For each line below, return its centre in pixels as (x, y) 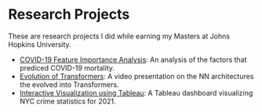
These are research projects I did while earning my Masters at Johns (119, 36)
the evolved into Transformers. (69, 85)
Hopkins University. (40, 44)
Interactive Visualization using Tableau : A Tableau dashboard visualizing (136, 92)
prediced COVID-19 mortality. (67, 67)
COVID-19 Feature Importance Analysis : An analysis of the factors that (133, 60)
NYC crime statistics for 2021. (67, 101)
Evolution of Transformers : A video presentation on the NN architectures (136, 76)
